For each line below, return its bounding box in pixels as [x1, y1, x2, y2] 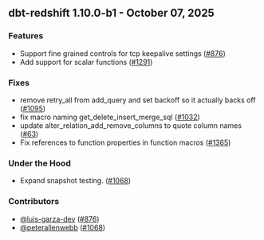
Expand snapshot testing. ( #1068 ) [19, 176, 132, 186]
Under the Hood [8, 158, 72, 169]
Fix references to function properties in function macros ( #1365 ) [19, 138, 231, 147]
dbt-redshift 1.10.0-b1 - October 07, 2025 [8, 6, 215, 20]
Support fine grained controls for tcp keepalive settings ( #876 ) [19, 48, 226, 58]
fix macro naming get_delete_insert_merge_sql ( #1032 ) [19, 112, 201, 122]
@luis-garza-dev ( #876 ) [19, 214, 100, 223]
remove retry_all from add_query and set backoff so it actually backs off [19, 95, 257, 105]
